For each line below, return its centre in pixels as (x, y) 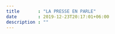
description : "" (27, 22)
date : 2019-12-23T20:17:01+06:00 (58, 17)
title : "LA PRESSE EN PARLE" (51, 11)
